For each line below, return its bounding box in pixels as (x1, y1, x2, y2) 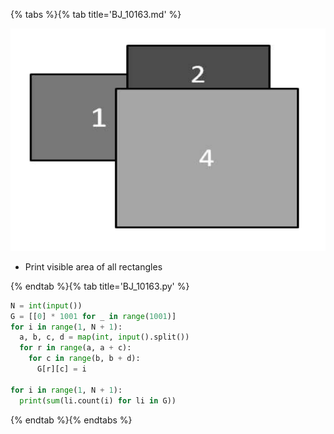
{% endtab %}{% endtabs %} (10, 414, 133, 426)
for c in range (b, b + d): (28, 354, 141, 364)
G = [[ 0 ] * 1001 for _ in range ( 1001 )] (10, 311, 177, 321)
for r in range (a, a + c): (19, 343, 132, 353)
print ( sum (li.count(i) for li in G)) (19, 395, 177, 406)
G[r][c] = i (36, 364, 87, 374)
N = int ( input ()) (10, 300, 83, 311)
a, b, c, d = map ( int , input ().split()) (19, 332, 190, 343)
